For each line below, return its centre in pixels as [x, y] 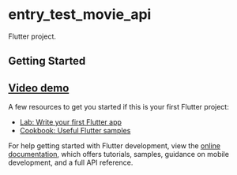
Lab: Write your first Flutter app [71, 122]
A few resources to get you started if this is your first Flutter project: [118, 107]
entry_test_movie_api [80, 15]
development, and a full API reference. [71, 162]
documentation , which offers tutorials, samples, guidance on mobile [118, 155]
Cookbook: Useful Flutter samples [75, 131]
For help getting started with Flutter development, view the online [115, 146]
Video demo [39, 88]
